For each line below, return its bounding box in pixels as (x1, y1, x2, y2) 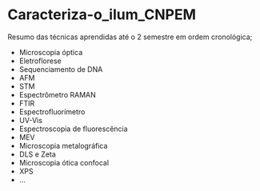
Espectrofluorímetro (18, 106, 86, 117)
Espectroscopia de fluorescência (18, 124, 129, 133)
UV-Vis (18, 115, 43, 125)
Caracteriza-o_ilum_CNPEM (7, 6, 197, 24)
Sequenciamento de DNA (18, 64, 103, 74)
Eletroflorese (18, 56, 62, 66)
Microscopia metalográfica (18, 141, 108, 150)
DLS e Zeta (18, 149, 57, 159)
